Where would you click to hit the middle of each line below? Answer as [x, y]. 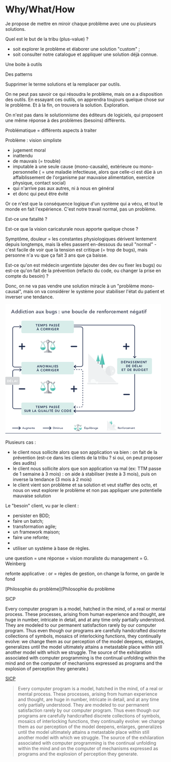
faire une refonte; [31, 537]
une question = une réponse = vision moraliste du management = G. [77, 558]
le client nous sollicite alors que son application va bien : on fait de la [85, 452]
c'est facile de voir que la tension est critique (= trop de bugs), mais [77, 250]
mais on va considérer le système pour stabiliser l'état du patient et [94, 291]
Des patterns [19, 74]
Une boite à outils [24, 64]
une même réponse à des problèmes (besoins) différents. [66, 120]
